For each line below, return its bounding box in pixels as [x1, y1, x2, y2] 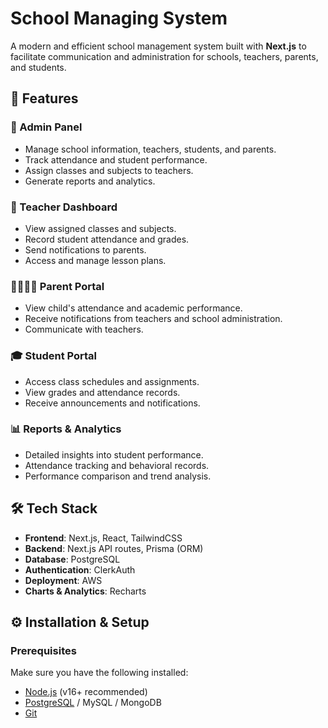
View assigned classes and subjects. [24, 222, 177, 234]
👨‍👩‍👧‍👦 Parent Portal [10, 279, 105, 293]
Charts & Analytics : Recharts [24, 585, 147, 597]
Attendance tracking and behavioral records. [24, 459, 210, 471]
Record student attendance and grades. [24, 233, 190, 245]
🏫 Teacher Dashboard [10, 200, 118, 214]
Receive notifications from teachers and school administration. [24, 313, 283, 325]
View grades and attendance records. [24, 386, 181, 398]
